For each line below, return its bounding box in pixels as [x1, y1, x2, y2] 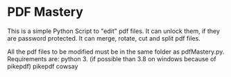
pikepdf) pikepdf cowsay [7, 62, 78, 70]
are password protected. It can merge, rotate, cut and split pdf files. [7, 34, 201, 42]
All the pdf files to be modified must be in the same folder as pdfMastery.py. [7, 47, 225, 56]
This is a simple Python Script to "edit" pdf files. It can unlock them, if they [7, 27, 221, 35]
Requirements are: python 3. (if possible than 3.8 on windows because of [7, 54, 216, 63]
